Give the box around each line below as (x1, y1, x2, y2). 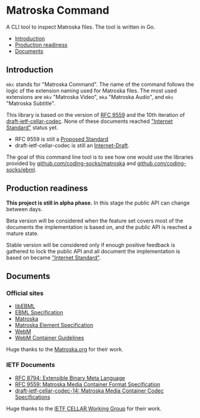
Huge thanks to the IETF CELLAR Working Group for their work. (6, 405, 162, 412)
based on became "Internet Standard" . (6, 254, 101, 261)
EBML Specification (14, 309, 64, 316)
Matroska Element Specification (14, 321, 94, 329)
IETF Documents (6, 361, 56, 369)
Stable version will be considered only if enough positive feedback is (6, 241, 176, 248)
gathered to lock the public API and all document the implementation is (6, 247, 180, 255)
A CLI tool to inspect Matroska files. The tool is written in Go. (6, 23, 155, 30)
